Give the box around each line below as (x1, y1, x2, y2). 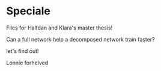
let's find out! (6, 47, 39, 55)
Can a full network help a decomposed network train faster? (6, 35, 155, 43)
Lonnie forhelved (6, 59, 49, 66)
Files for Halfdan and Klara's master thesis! (6, 24, 113, 31)
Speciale (6, 4, 51, 18)
